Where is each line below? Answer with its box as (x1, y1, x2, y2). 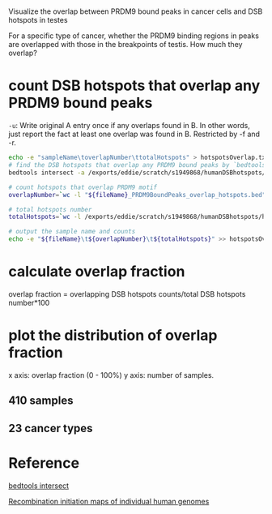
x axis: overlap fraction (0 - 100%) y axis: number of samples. (8, 370, 215, 379)
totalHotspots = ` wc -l (8, 213, 82, 221)
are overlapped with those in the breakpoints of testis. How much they (8, 40, 243, 49)
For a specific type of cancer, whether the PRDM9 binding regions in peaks (8, 31, 259, 41)
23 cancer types (8, 421, 93, 435)
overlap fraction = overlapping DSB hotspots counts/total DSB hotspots (8, 289, 246, 298)
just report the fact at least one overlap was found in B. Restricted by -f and (8, 129, 261, 139)
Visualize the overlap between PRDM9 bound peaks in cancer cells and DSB (8, 6, 263, 16)
